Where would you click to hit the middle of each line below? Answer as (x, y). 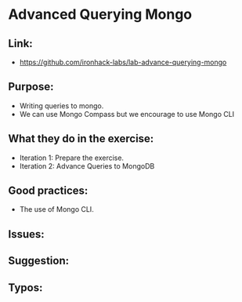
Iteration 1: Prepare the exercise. (71, 158)
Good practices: (48, 191)
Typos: (25, 287)
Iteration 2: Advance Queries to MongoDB (87, 166)
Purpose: (31, 87)
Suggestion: (38, 261)
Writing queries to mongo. (61, 106)
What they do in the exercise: (81, 139)
